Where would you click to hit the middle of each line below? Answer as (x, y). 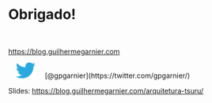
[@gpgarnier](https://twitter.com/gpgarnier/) (117, 75)
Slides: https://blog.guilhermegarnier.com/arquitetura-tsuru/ (106, 91)
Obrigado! (42, 15)
